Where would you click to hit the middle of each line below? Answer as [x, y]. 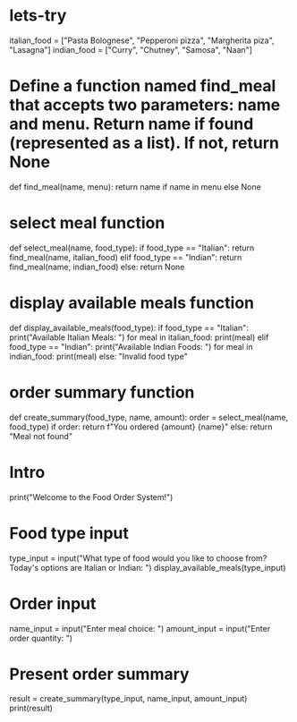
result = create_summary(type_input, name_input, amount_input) [128, 699]
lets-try [38, 16]
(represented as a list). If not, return [144, 143]
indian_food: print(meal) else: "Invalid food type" [98, 356]
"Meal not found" [41, 436]
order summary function [102, 392]
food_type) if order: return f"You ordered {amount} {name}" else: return [141, 427]
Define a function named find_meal [143, 86]
